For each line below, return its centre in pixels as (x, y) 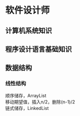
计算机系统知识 (29, 31)
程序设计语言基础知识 (38, 49)
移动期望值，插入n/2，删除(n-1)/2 (40, 102)
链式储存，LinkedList (27, 108)
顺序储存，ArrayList (26, 95)
